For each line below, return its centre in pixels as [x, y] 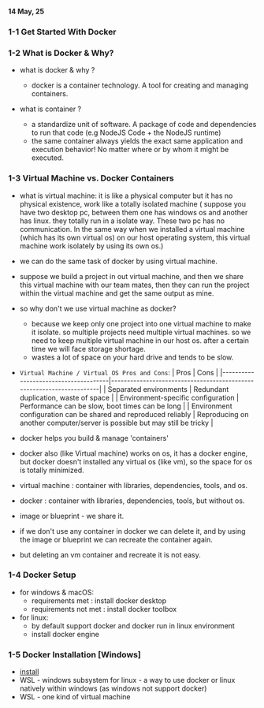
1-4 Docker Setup [42, 575]
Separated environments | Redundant [168, 389]
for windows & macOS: [57, 592]
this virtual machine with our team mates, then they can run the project [134, 285]
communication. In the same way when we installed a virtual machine [132, 229]
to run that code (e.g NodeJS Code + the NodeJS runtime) [126, 132]
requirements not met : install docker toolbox [104, 609]
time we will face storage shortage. [88, 348]
